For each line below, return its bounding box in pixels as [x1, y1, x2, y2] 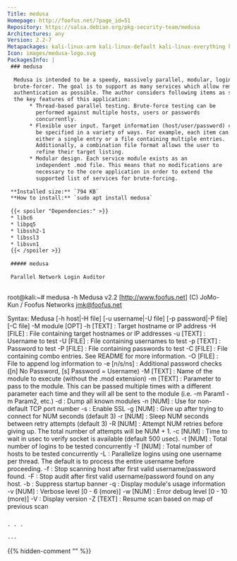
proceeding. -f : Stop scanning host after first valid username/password [7, 464, 217, 473]
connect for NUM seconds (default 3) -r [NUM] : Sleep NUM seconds [7, 412, 209, 420]
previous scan [7, 502, 49, 510]
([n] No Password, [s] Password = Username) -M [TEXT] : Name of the [7, 366, 213, 375]
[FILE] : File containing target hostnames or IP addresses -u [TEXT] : [7, 329, 206, 337]
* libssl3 [10, 234, 39, 241]
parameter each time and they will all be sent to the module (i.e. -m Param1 [7, 389, 225, 398]
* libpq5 [10, 221, 37, 228]
